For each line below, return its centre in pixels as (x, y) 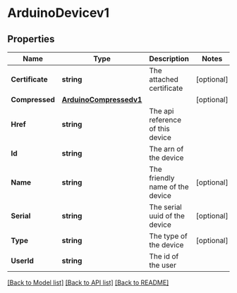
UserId (22, 261)
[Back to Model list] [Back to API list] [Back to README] (88, 282)
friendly (162, 178)
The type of (169, 236)
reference (165, 120)
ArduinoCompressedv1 (102, 100)
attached (164, 79)
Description (169, 59)
